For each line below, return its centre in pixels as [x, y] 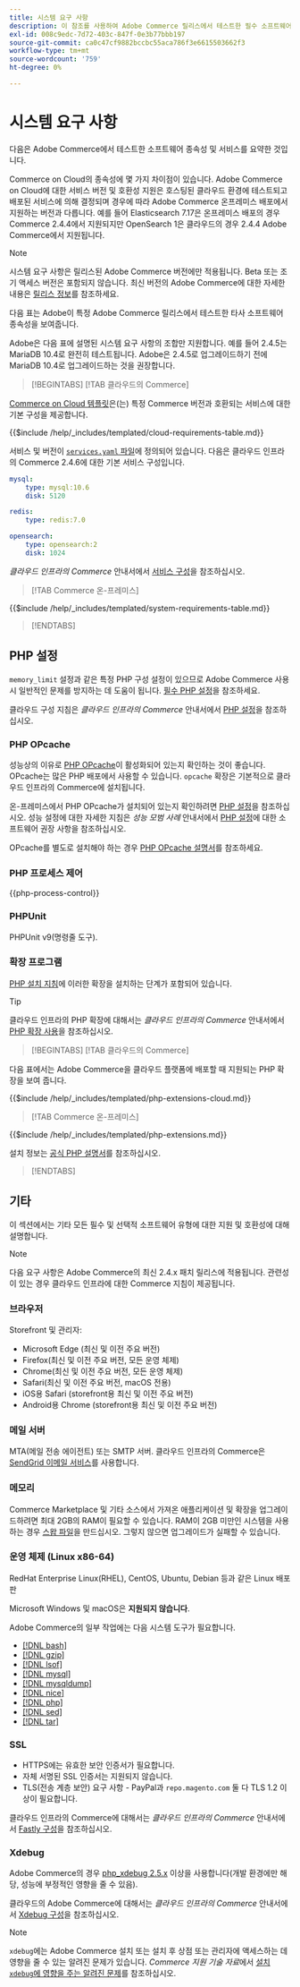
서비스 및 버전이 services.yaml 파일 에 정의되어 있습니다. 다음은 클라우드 [135, 451]
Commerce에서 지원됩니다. [57, 235]
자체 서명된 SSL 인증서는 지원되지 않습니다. [97, 1777]
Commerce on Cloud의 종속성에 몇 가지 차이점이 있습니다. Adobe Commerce [146, 179]
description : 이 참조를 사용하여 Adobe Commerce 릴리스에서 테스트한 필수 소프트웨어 [150, 26]
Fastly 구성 [38, 1829]
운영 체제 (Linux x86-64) [62, 1556]
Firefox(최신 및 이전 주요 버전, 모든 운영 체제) [101, 1360]
